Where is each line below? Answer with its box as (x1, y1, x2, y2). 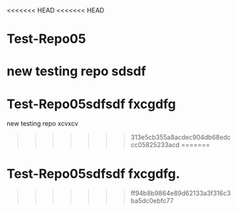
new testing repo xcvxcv (6, 119, 79, 128)
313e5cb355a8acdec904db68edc (130, 133, 231, 141)
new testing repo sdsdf (6, 63, 147, 80)
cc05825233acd (130, 141, 180, 149)
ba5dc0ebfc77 (130, 197, 174, 205)
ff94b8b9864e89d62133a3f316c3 (130, 189, 231, 198)
